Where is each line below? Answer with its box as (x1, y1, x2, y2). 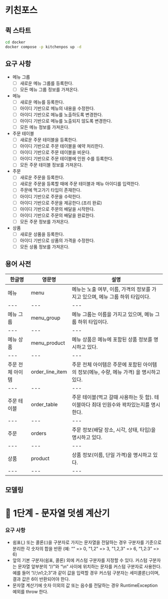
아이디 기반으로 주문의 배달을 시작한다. (19, 206, 95, 212)
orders (30, 430, 46, 437)
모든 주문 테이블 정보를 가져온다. (19, 162, 83, 168)
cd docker (5, 40, 26, 45)
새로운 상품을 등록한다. (19, 231, 64, 237)
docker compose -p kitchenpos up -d (5, 44, 81, 49)
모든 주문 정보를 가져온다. (19, 218, 70, 224)
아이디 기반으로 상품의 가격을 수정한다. (19, 237, 95, 244)
